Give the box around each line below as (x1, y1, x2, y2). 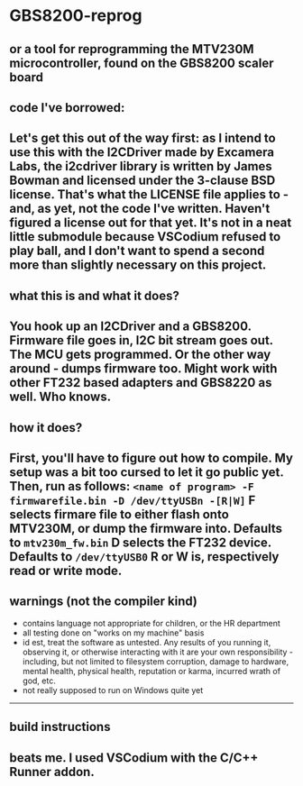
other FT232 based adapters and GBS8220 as (9, 375, 272, 390)
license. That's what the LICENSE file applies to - (9, 187, 289, 203)
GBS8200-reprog (9, 5, 142, 26)
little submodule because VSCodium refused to (9, 229, 281, 244)
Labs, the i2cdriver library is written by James (9, 159, 272, 174)
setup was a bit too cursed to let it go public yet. (9, 464, 284, 480)
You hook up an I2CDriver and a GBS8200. (9, 319, 252, 334)
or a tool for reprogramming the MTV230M (9, 41, 254, 57)
